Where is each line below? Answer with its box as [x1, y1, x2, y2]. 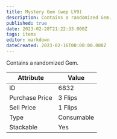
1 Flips [58, 103, 77, 112]
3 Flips [58, 93, 77, 102]
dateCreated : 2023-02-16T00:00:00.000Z [6, 43, 107, 49]
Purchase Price [9, 93, 52, 102]
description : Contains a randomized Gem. [6, 15, 112, 21]
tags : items [6, 31, 36, 37]
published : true [6, 20, 47, 26]
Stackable [9, 123, 38, 131]
